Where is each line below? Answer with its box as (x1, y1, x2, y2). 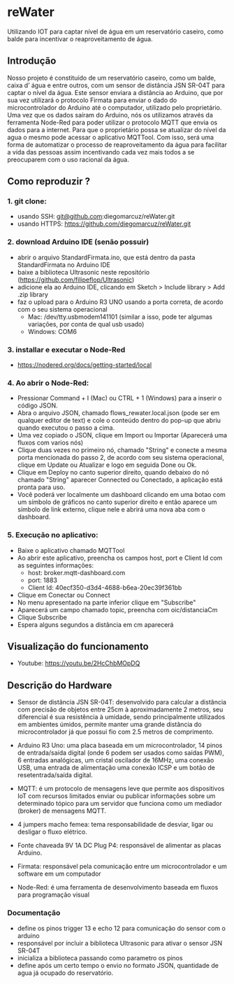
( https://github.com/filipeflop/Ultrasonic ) (17, 275, 135, 284)
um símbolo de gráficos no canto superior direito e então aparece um (17, 498, 218, 507)
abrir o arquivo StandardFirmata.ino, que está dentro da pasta (17, 253, 196, 261)
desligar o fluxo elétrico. (17, 827, 87, 836)
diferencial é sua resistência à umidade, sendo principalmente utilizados (17, 713, 226, 721)
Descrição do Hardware (7, 679, 112, 691)
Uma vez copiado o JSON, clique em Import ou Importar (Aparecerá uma (17, 431, 228, 440)
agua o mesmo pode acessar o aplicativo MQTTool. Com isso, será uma (7, 133, 214, 141)
